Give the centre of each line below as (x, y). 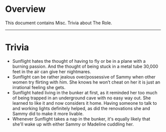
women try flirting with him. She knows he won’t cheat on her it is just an (86, 82)
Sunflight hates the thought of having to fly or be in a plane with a (79, 61)
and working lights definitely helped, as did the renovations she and (81, 108)
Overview (25, 9)
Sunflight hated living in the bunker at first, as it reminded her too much (85, 92)
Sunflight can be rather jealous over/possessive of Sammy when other (84, 77)
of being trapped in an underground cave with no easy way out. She (82, 98)
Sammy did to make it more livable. (48, 113)
